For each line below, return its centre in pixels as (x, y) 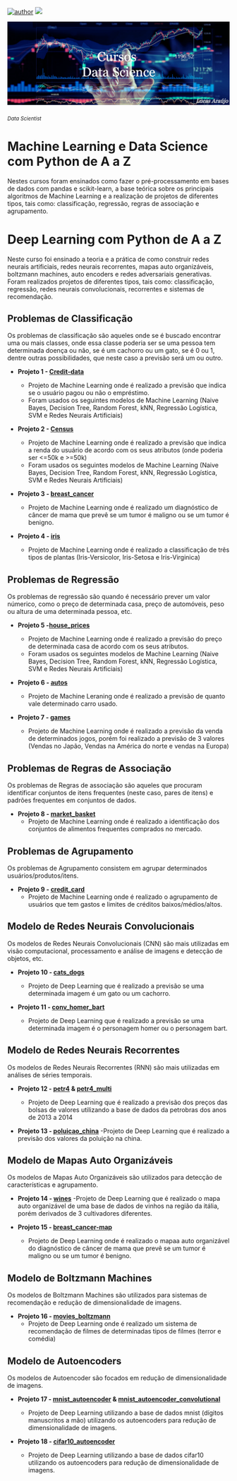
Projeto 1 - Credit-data (51, 372)
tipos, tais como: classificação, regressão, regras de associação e (103, 203)
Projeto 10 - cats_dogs (51, 972)
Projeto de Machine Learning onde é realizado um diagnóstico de (123, 507)
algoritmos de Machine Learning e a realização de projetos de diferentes (113, 196)
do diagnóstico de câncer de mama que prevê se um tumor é (117, 1248)
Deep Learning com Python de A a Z (115, 239)
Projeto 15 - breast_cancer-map (65, 1227)
